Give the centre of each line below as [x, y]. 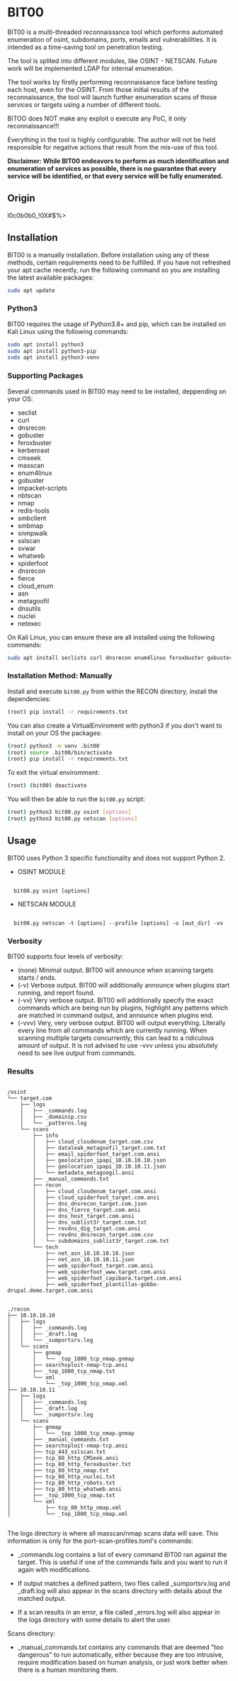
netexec [29, 623]
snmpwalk [33, 533]
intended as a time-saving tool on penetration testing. [86, 47]
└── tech [46, 1247]
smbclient [32, 518]
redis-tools [33, 510]
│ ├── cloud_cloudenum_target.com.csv [93, 1142]
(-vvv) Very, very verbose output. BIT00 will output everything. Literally [121, 1023]
